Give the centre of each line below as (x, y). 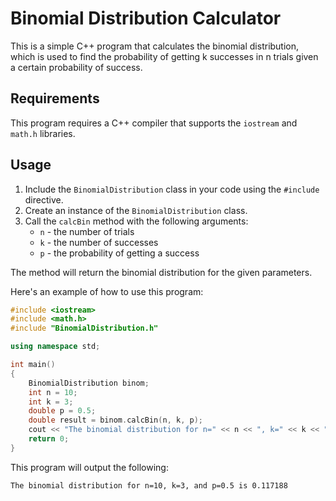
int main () (33, 365)
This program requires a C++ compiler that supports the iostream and (154, 123)
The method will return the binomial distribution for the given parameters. (161, 272)
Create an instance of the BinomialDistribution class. (136, 210)
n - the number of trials (87, 231)
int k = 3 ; (51, 402)
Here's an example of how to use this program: (107, 291)
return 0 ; (49, 439)
